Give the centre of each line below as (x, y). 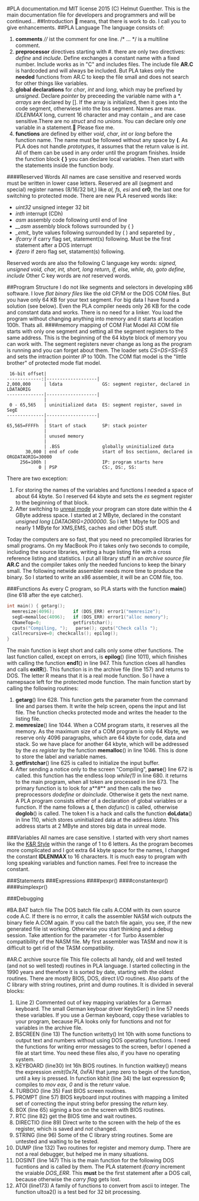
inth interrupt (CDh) (39, 214)
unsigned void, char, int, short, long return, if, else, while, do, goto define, (96, 269)
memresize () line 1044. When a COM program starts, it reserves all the (102, 725)
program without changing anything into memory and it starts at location (95, 319)
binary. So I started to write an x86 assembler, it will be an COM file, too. (95, 577)
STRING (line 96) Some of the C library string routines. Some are (94, 1135)
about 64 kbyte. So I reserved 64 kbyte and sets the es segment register (104, 496)
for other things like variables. (52, 83)
